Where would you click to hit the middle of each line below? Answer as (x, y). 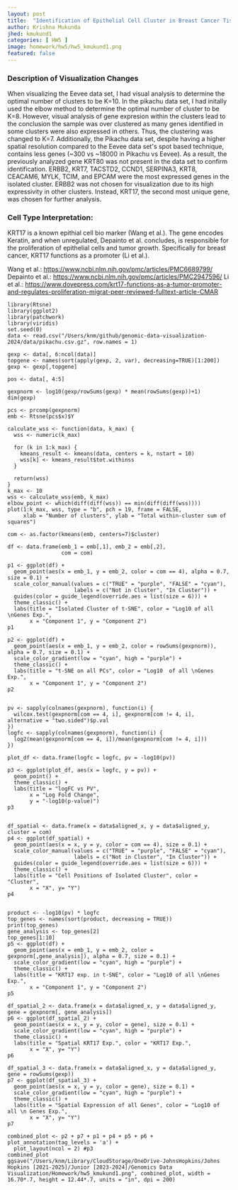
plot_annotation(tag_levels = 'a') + (63, 1142)
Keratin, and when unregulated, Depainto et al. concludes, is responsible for (118, 240)
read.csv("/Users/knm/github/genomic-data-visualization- (120, 336)
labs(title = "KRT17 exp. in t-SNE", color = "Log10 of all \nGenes (117, 975)
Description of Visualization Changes (73, 78)
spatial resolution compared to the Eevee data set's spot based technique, (116, 147)
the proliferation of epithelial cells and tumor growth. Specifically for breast (117, 248)
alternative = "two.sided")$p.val (58, 721)
